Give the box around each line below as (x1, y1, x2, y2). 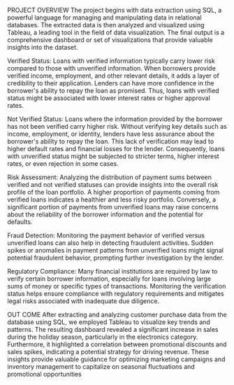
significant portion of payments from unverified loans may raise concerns (7, 203, 219, 211)
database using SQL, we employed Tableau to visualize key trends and (7, 318, 211, 326)
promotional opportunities (7, 370, 82, 378)
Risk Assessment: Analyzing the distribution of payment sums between (7, 173, 212, 181)
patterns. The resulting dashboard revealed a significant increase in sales (7, 325, 219, 333)
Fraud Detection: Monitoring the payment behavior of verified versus (7, 231, 205, 239)
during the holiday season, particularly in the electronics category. (7, 332, 198, 341)
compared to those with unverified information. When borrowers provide (7, 64, 217, 72)
